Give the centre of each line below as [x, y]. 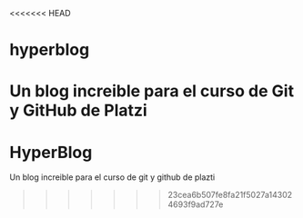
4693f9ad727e [196, 204]
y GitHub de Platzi [78, 110]
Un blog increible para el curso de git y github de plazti [112, 177]
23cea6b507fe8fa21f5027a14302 [230, 195]
